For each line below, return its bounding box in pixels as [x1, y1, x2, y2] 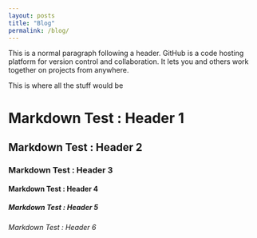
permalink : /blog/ [8, 26, 69, 34]
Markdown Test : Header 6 [8, 223, 97, 232]
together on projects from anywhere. [8, 65, 129, 75]
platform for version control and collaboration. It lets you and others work [8, 57, 249, 66]
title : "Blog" [8, 19, 56, 27]
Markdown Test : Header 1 [8, 109, 185, 127]
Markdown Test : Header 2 [8, 141, 143, 154]
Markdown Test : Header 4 [8, 184, 98, 194]
